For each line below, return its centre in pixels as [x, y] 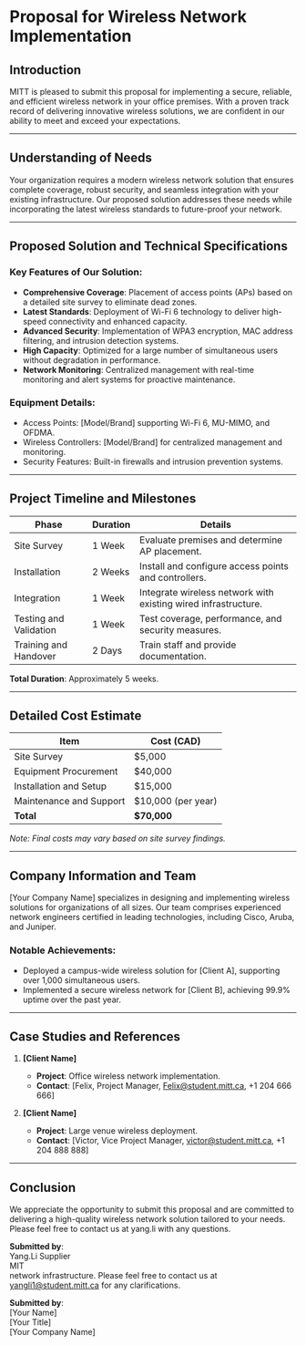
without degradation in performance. [92, 360]
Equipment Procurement [66, 771]
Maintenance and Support [70, 802]
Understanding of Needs [81, 158]
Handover [35, 656]
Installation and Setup [61, 786]
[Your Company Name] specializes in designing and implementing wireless [150, 898]
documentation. [173, 656]
